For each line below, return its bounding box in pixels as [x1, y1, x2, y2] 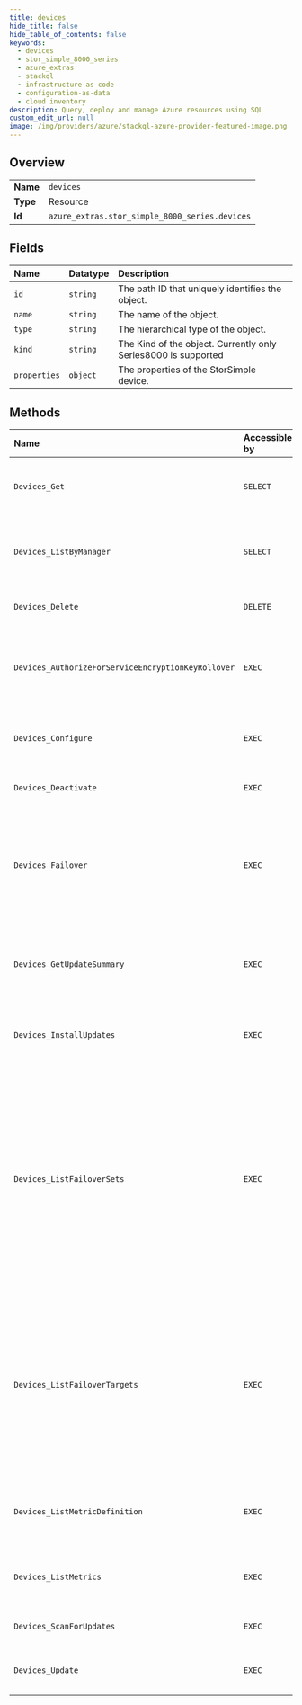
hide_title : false [9, 22, 78, 31]
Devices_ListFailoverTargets [13, 1379, 138, 1390]
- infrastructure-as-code [17, 80, 115, 89]
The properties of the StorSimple [118, 363, 256, 376]
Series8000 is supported [118, 348, 224, 361]
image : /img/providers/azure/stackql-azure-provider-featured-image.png [9, 122, 288, 131]
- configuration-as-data [17, 88, 111, 97]
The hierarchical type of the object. [118, 323, 267, 335]
